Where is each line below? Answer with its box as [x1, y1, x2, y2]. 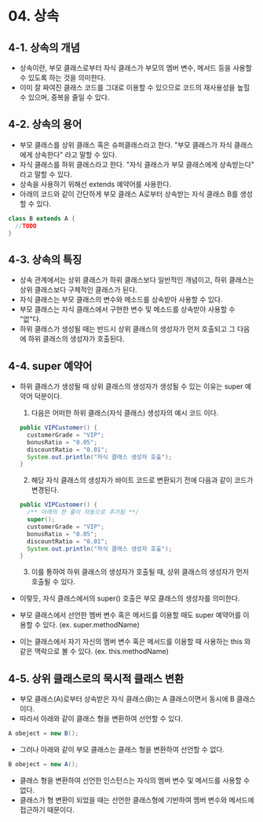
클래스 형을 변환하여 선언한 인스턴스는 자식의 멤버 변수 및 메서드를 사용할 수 [19, 775, 250, 785]
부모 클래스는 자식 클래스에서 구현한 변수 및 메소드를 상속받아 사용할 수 [19, 305, 236, 314]
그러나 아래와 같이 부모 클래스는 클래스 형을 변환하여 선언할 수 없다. [19, 745, 225, 754]
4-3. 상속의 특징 [8, 253, 82, 266]
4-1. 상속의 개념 [8, 41, 80, 54]
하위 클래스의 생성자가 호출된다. [27, 334, 125, 344]
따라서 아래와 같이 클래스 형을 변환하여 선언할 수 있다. [19, 714, 183, 723]
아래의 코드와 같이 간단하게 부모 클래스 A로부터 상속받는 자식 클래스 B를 [19, 189, 239, 199]
